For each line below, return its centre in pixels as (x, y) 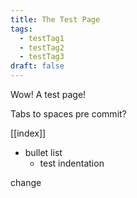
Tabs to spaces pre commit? (68, 114)
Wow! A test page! (48, 94)
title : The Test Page (55, 19)
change (26, 182)
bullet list (43, 152)
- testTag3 (42, 57)
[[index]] (28, 133)
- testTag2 (42, 47)
